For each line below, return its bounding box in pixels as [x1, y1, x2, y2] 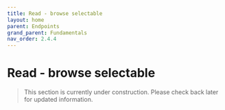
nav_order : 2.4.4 [7, 36, 57, 43]
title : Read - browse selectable [7, 10, 103, 17]
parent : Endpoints [7, 23, 60, 30]
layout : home [7, 16, 45, 23]
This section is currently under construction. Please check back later [23, 88, 219, 96]
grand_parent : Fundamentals [7, 29, 88, 36]
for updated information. [23, 96, 93, 104]
